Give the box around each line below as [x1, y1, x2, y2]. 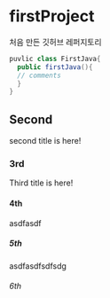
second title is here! [9, 136, 82, 146]
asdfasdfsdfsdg [9, 260, 67, 271]
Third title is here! [9, 177, 74, 188]
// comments [17, 71, 62, 80]
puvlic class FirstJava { [9, 54, 101, 63]
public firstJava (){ [17, 62, 93, 72]
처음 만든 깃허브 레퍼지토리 [9, 36, 102, 47]
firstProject [9, 6, 95, 27]
